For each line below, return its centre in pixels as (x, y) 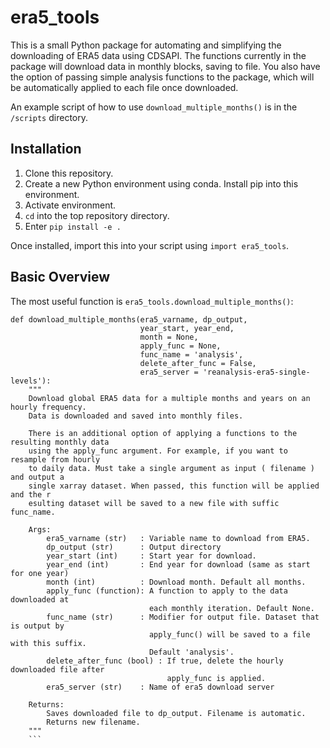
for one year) (40, 573)
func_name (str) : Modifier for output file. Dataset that (183, 617)
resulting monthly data (60, 442)
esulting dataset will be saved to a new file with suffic (154, 503)
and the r (31, 494)
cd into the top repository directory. (97, 215)
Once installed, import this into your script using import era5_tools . (150, 245)
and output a (37, 477)
